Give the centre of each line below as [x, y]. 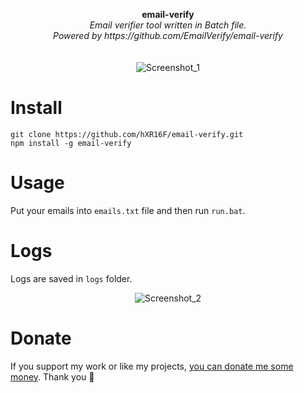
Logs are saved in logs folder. [71, 278]
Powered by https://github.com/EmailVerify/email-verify [168, 35]
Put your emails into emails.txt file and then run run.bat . [128, 210]
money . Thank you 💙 [52, 376]
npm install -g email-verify [71, 143]
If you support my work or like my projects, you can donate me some [152, 366]
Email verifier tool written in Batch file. [168, 25]
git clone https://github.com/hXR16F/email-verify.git [127, 134]
